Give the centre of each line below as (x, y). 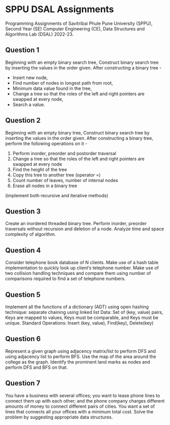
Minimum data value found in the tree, (52, 88)
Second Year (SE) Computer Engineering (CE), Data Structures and (75, 28)
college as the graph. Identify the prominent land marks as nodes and (78, 362)
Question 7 (23, 383)
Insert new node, (30, 78)
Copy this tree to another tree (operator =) (57, 175)
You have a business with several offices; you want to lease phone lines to (83, 395)
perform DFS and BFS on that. (37, 367)
